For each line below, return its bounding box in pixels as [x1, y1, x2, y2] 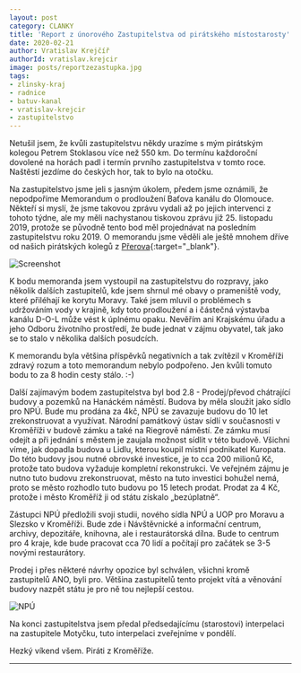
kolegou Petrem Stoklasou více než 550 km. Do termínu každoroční [9, 147, 258, 158]
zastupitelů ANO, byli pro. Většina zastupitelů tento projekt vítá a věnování [9, 574, 282, 585]
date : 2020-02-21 [9, 38, 74, 48]
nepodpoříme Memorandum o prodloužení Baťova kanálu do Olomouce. [9, 194, 274, 205]
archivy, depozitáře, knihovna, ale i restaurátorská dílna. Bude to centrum [9, 529, 279, 539]
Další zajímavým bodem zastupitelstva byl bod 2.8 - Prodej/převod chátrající [9, 387, 291, 398]
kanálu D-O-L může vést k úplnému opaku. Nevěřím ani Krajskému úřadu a [9, 314, 286, 325]
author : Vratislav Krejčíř [9, 47, 110, 56]
